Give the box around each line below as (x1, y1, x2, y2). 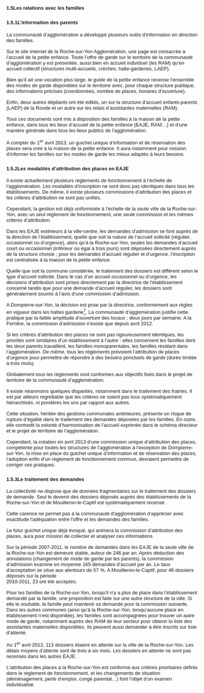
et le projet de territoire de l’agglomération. (6, 427, 99, 434)
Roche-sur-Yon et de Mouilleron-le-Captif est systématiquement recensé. (6, 499, 166, 506)
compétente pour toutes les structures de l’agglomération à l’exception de (6, 444, 167, 451)
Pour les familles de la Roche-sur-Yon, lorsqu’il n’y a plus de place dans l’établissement (6, 589, 198, 596)
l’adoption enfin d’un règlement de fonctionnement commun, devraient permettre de (6, 455, 189, 462)
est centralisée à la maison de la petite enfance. (6, 256, 111, 263)
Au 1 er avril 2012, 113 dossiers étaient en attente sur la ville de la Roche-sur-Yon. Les (6, 640, 194, 648)
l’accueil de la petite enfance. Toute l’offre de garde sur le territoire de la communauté (6, 54, 193, 60)
